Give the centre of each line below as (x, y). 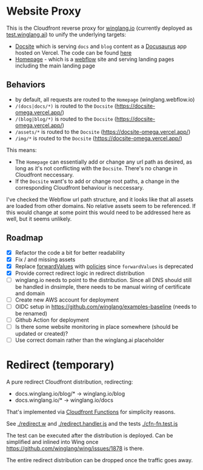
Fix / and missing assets (45, 259)
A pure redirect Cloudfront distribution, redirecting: (70, 382)
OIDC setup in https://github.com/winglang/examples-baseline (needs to (106, 306)
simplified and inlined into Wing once (52, 442)
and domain (30, 293)
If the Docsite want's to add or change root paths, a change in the (97, 181)
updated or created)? (42, 334)
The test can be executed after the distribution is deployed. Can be (90, 435)
